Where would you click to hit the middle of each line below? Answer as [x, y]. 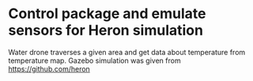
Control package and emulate [107, 14]
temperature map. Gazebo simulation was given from [94, 61]
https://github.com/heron [49, 68]
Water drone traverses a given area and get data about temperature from [127, 52]
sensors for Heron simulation [106, 30]
